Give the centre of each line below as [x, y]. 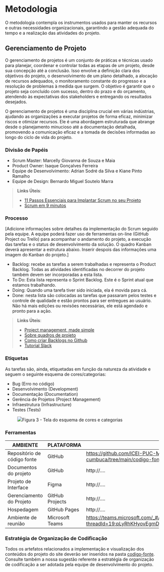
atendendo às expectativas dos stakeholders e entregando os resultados [78, 96]
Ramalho [21, 176]
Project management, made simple [59, 330]
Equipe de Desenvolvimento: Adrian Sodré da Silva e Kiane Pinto [77, 171]
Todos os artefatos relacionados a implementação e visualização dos [75, 549]
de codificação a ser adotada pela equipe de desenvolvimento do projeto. [79, 565]
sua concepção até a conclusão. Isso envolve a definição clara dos [72, 70]
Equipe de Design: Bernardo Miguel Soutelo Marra [63, 182]
